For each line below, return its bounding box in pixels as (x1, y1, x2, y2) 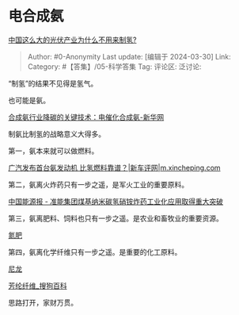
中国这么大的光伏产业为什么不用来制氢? (8, 35, 137, 44)
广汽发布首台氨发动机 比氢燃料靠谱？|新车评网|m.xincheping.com (8, 163, 221, 172)
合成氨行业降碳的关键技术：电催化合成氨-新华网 (8, 112, 165, 121)
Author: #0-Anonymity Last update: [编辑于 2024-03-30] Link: (27, 52, 231, 61)
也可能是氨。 (8, 95, 50, 105)
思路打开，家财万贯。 (8, 298, 78, 307)
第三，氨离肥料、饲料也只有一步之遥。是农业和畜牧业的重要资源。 (8, 213, 223, 223)
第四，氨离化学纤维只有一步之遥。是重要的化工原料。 (8, 247, 182, 256)
